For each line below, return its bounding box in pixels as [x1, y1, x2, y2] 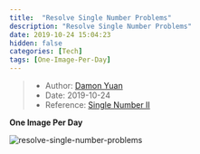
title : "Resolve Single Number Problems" [9, 13, 172, 23]
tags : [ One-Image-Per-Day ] [9, 55, 111, 64]
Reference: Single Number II [44, 100, 151, 110]
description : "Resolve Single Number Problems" [9, 22, 193, 31]
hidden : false [9, 38, 63, 48]
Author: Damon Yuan [44, 81, 124, 91]
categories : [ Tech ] [9, 47, 83, 56]
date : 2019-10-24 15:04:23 [9, 30, 111, 39]
